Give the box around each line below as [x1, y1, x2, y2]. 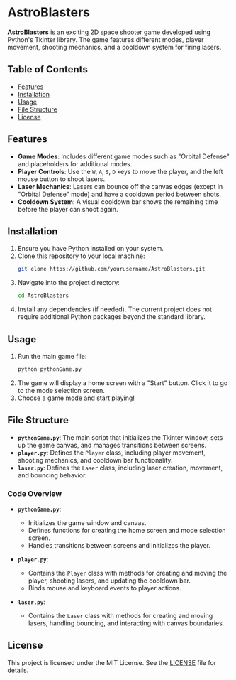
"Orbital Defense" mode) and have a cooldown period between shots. [17, 190, 222, 198]
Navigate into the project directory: [17, 279, 120, 287]
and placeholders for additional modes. [17, 159, 133, 168]
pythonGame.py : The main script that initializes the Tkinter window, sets [17, 433, 223, 441]
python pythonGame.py [17, 365, 82, 373]
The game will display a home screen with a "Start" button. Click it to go [17, 378, 228, 387]
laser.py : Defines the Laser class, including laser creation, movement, [17, 463, 223, 472]
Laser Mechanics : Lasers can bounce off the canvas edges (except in [17, 182, 223, 190]
